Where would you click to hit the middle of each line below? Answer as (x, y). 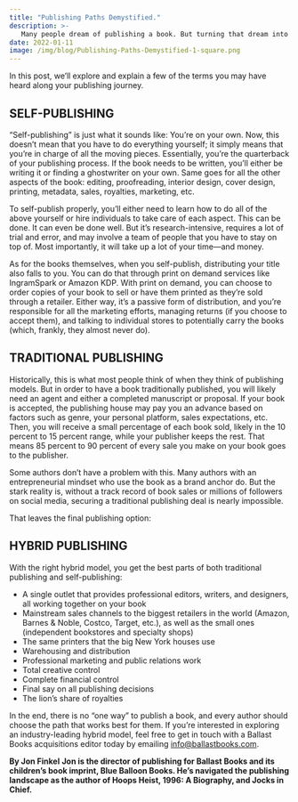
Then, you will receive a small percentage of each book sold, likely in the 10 (148, 426)
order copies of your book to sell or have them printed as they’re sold (136, 292)
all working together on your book (84, 604)
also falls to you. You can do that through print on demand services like (140, 273)
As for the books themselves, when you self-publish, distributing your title (145, 263)
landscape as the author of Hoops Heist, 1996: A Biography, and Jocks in (147, 780)
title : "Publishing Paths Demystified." (85, 17)
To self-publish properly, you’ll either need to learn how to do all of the (138, 208)
